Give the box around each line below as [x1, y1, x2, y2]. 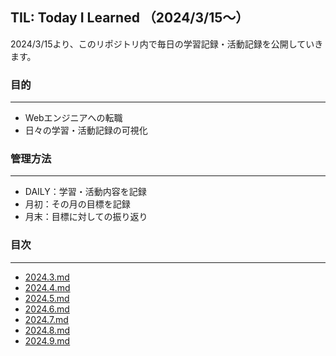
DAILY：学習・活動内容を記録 [24, 186, 147, 198]
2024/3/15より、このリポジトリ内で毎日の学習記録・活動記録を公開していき [10, 38, 324, 50]
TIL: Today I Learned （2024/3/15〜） [10, 9, 250, 27]
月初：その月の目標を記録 [24, 198, 131, 210]
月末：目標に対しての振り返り [24, 211, 148, 223]
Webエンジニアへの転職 [24, 112, 123, 124]
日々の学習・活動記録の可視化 [24, 124, 148, 137]
